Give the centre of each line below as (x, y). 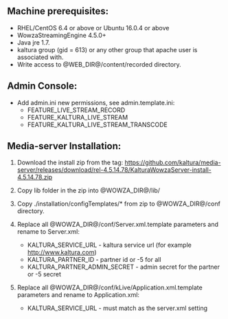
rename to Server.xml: (48, 232)
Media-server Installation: (64, 146)
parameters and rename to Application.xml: (78, 295)
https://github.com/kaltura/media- (173, 163)
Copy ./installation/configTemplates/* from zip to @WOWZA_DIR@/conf (119, 204)
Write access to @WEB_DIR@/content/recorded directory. (99, 64)
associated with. (40, 57)
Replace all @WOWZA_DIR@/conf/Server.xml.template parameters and (117, 224)
